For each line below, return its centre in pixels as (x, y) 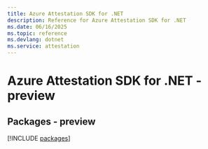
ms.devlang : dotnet (36, 40)
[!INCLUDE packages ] (39, 138)
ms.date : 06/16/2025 (37, 27)
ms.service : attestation (43, 46)
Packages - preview (51, 121)
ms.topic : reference (37, 33)
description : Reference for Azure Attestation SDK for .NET (97, 20)
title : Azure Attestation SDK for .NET (65, 14)
